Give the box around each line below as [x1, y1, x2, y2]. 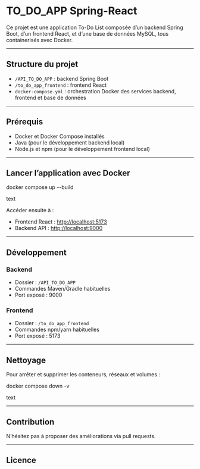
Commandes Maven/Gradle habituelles [14, 285, 111, 292]
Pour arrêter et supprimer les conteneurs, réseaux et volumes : [6, 371, 161, 378]
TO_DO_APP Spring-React [6, 4, 137, 18]
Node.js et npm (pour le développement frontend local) [14, 145, 151, 152]
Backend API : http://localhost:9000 [14, 225, 103, 232]
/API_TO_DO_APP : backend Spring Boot [14, 75, 109, 82]
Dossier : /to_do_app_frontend [14, 320, 89, 327]
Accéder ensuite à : [6, 207, 54, 214]
